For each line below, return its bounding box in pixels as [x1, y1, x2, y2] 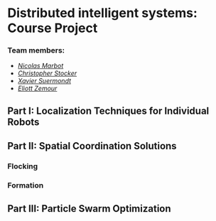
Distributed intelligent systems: [7, 5, 198, 21]
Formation [7, 180, 44, 190]
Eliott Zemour [17, 84, 58, 93]
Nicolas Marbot [17, 62, 64, 70]
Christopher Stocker [17, 69, 77, 77]
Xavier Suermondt [17, 77, 72, 85]
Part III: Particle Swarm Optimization [7, 203, 172, 215]
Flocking [7, 161, 38, 171]
